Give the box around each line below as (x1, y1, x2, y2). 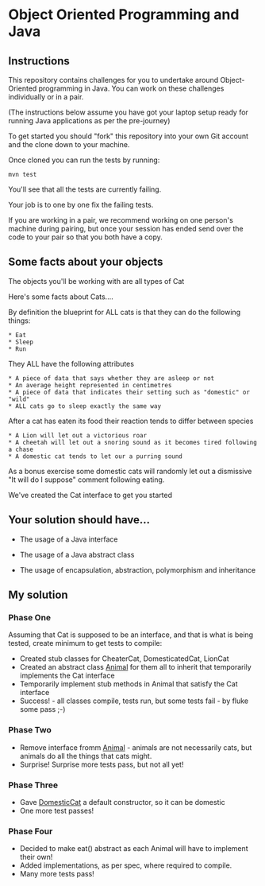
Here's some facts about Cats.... (8, 292, 113, 301)
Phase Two (8, 725, 52, 736)
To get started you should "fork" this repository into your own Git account (8, 131, 248, 141)
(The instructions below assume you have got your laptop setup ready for (8, 107, 248, 117)
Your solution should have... (8, 513, 151, 527)
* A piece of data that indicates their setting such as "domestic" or (8, 388, 250, 396)
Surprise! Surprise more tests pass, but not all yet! (19, 760, 184, 769)
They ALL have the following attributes (8, 359, 135, 368)
